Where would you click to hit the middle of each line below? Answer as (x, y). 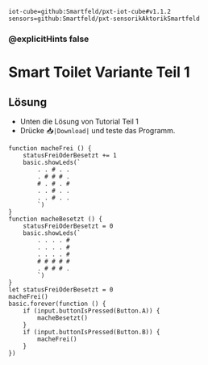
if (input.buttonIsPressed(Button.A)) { (92, 311)
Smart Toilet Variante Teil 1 (100, 72)
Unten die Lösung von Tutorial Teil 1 (79, 121)
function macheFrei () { (50, 148)
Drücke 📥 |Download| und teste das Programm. (98, 130)
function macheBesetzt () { (56, 219)
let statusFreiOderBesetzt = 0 (61, 289)
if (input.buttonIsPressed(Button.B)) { (92, 332)
